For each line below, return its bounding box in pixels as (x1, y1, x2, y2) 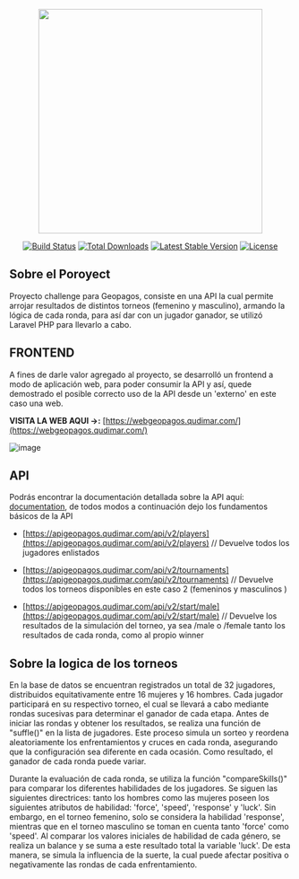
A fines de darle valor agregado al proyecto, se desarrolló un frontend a (9, 369, 274, 380)
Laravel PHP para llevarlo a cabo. (9, 319, 132, 330)
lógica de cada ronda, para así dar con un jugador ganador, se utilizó (9, 310, 263, 321)
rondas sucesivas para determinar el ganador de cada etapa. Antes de (9, 708, 269, 719)
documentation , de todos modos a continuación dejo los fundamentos (9, 501, 269, 512)
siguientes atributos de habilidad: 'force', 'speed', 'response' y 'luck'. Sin (9, 802, 277, 813)
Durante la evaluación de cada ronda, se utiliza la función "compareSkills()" (9, 773, 288, 785)
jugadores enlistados (21, 548, 100, 558)
